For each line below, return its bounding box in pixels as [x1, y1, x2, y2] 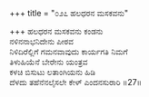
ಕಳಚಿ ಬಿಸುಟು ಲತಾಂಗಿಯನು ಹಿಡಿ [9, 67, 95, 77]
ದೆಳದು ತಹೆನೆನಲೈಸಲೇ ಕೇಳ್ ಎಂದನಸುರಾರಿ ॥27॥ [9, 77, 143, 87]
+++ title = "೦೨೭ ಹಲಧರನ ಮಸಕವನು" [9, 8, 129, 18]
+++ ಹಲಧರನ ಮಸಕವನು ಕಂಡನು [9, 26, 104, 36]
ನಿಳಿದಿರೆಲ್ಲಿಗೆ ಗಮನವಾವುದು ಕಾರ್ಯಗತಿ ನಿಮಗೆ [9, 46, 129, 57]
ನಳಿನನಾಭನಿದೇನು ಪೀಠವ [9, 36, 74, 46]
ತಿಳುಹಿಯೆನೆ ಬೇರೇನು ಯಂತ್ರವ [9, 56, 88, 67]
